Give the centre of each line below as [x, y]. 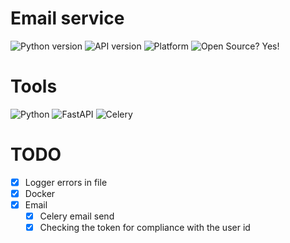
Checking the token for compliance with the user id [145, 228]
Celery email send [77, 216]
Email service [67, 18]
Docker [40, 193]
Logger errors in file [66, 182]
